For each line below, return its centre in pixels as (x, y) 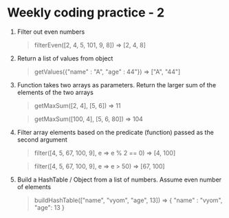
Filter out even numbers (51, 32)
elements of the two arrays (55, 92)
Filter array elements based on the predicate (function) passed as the (116, 132)
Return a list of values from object (65, 58)
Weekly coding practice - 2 (86, 13)
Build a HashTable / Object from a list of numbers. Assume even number (119, 179)
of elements (34, 186)
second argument (42, 140)
